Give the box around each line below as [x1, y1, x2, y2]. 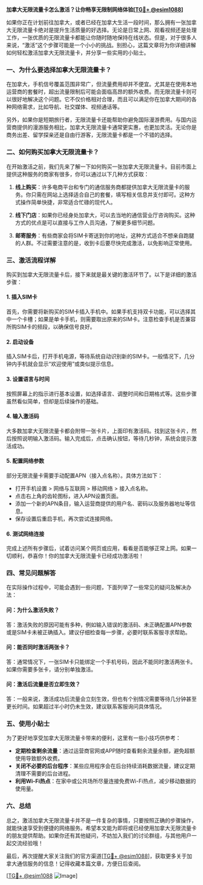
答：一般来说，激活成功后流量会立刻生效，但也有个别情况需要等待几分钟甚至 [6, 695, 197, 703]
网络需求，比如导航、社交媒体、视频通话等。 [11, 103, 123, 111]
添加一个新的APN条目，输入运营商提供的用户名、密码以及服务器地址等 [14, 500, 190, 507]
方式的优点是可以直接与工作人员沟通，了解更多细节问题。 [14, 219, 158, 226]
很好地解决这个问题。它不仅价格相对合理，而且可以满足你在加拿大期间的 [11, 96, 192, 103]
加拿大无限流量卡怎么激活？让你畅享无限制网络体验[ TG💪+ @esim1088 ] [6, 6, 184, 13]
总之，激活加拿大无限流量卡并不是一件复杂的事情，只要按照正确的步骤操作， [6, 817, 197, 824]
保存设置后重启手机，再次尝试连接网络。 [14, 515, 116, 522]
